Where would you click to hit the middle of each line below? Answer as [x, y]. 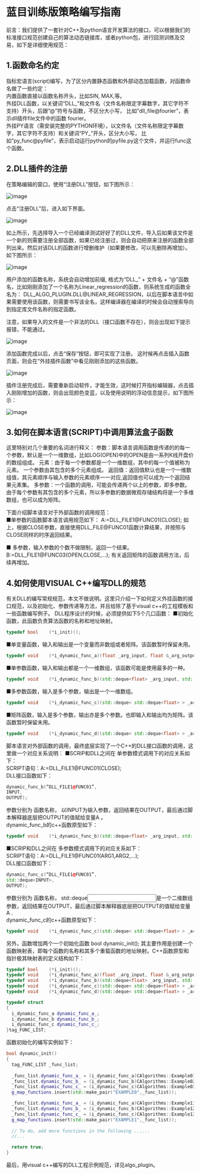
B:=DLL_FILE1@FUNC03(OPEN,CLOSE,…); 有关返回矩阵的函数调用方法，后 [98, 555]
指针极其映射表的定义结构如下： [45, 958]
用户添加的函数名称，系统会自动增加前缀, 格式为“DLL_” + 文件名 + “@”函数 [98, 279]
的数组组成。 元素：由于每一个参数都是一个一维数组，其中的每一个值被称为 [98, 462]
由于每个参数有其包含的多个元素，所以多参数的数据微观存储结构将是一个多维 [100, 492]
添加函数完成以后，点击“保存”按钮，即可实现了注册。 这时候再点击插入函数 [98, 353]
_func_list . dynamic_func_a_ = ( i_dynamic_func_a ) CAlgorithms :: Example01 [104, 1076]
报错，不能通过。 [27, 329]
